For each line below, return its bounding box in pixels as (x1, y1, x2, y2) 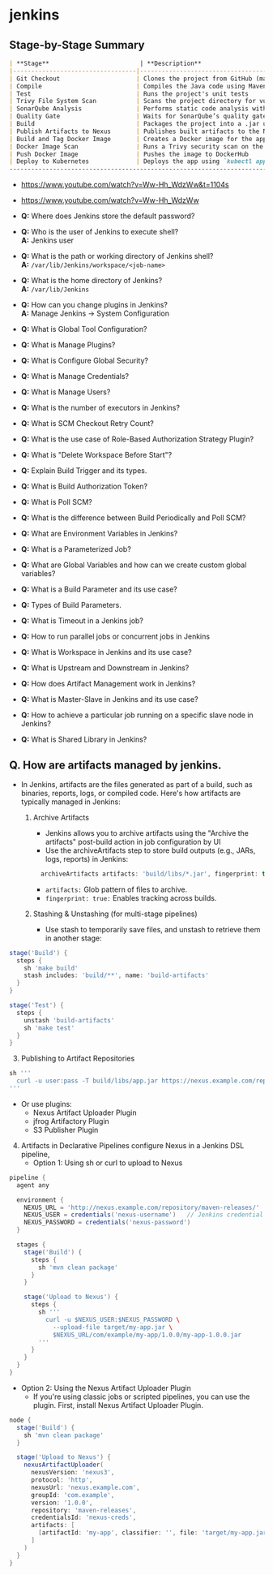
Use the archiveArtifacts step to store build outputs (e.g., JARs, (45, 846, 256, 855)
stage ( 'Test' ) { (9, 1001, 64, 1009)
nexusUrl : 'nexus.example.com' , (30, 1483, 140, 1491)
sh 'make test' (23, 1024, 75, 1032)
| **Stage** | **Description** (9, 59, 202, 67)
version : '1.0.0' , (30, 1499, 93, 1507)
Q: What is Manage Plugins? (20, 340, 116, 350)
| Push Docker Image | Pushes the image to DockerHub (9, 150, 250, 158)
